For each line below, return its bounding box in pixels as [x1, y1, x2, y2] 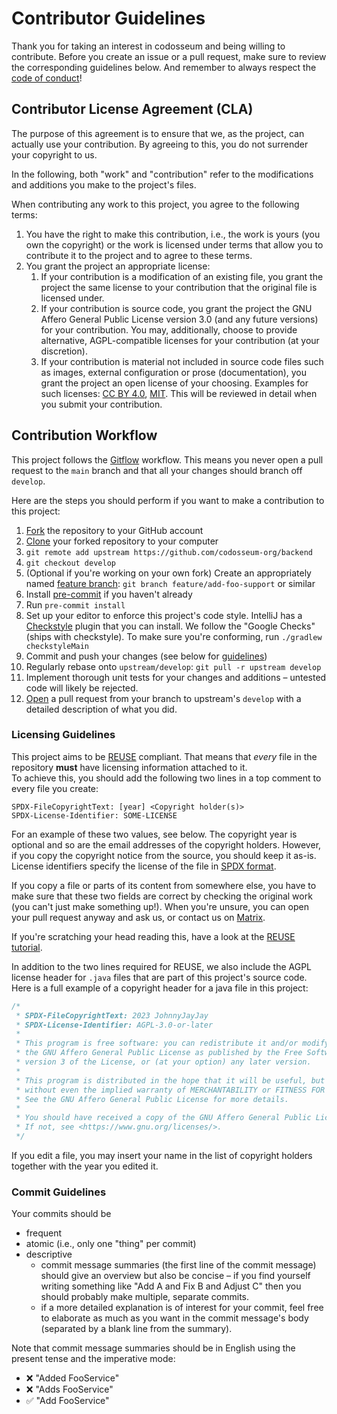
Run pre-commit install [25, 598, 126, 611]
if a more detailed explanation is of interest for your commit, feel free [40, 1302, 324, 1314]
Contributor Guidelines [11, 7, 206, 30]
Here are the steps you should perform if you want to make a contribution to [11, 494, 325, 506]
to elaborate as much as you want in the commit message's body [40, 1312, 309, 1324]
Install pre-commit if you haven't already [25, 588, 193, 600]
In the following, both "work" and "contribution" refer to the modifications [11, 168, 314, 180]
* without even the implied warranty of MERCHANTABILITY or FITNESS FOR [15, 1085, 326, 1095]
